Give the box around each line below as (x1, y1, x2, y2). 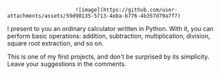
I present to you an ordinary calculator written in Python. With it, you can (7, 25, 214, 32)
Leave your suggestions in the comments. (7, 60, 127, 68)
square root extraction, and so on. (7, 39, 104, 47)
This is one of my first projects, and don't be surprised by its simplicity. (7, 52, 210, 61)
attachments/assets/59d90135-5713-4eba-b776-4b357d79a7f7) (7, 12, 181, 19)
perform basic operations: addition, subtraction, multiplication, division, (7, 32, 210, 40)
